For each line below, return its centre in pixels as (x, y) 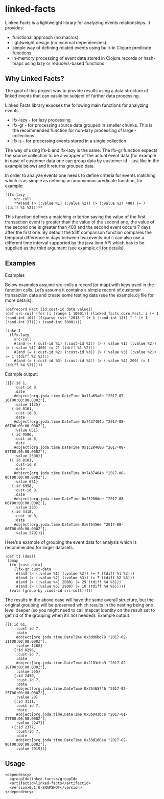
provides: (15, 27)
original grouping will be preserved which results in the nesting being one (79, 605)
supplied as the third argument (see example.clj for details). (65, 248)
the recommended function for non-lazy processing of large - (74, 130)
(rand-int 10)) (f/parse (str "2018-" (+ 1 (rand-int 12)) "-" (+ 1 (76, 318)
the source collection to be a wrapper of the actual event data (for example (81, 155)
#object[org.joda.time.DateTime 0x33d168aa (61, 740)
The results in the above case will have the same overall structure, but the (80, 600)
